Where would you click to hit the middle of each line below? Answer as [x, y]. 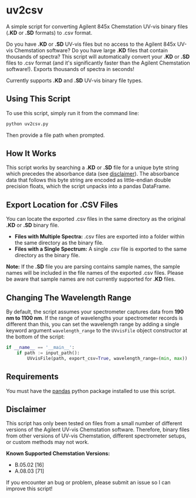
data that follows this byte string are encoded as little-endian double [89, 180]
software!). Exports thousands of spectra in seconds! [70, 69]
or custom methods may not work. [48, 442]
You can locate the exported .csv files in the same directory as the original [96, 219]
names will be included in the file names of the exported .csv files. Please [95, 273]
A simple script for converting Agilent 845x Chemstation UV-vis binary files [97, 26]
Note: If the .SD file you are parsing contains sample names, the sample [93, 267]
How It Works [31, 154]
